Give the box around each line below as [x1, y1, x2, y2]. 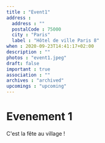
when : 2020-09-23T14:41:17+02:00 [6, 44, 95, 50]
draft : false [6, 60, 40, 66]
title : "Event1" [6, 9, 51, 15]
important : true [6, 66, 51, 72]
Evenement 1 [6, 110, 73, 123]
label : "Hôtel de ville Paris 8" [12, 37, 100, 44]
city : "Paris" [12, 32, 51, 38]
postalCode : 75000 [12, 26, 62, 33]
